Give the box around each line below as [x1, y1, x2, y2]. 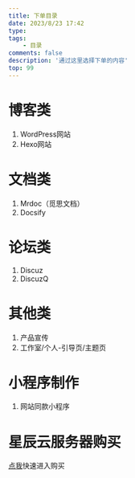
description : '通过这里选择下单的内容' [8, 57, 129, 65]
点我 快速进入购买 [8, 461, 65, 471]
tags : [8, 34, 27, 43]
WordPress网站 [19, 129, 71, 139]
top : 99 [8, 64, 35, 72]
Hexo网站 [19, 139, 52, 149]
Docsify [19, 207, 47, 217]
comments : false [8, 49, 63, 57]
